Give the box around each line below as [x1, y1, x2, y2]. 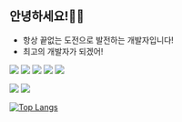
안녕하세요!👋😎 [9, 8, 85, 25]
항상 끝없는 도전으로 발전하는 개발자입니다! [22, 35, 175, 46]
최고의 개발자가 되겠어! [22, 46, 104, 56]
